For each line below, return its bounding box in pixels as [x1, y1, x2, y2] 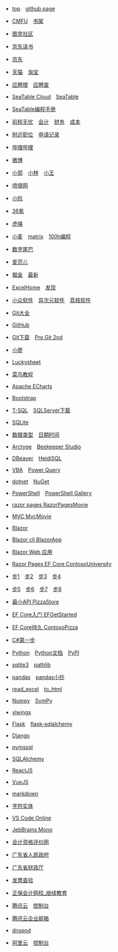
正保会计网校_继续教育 [11, 890, 68, 896]
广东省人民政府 [11, 851, 49, 858]
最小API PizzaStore [11, 598, 59, 605]
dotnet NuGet [11, 478, 50, 485]
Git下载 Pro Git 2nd [11, 334, 63, 341]
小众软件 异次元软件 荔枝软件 [11, 297, 91, 303]
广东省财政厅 [11, 864, 44, 871]
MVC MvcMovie [11, 513, 52, 520]
